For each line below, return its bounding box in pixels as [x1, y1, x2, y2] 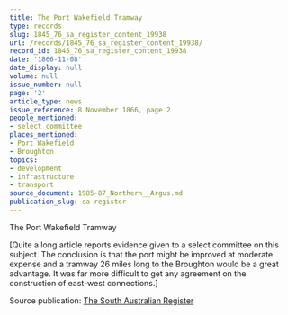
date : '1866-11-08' [9, 55, 83, 64]
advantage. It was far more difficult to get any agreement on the [9, 267, 247, 279]
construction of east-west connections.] [9, 277, 159, 288]
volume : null [9, 72, 58, 81]
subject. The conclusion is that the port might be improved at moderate [9, 248, 274, 259]
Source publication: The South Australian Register [9, 294, 194, 306]
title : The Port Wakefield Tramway [9, 13, 143, 22]
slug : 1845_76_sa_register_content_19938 [9, 30, 167, 39]
